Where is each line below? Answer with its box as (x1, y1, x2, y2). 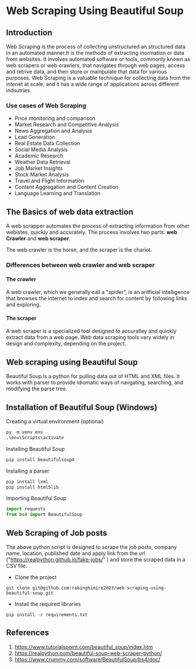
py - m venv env (6, 429, 43, 436)
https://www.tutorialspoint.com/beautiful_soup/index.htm (14, 643, 153, 650)
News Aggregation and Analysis (14, 128, 93, 135)
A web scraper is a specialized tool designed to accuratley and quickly (6, 327, 177, 334)
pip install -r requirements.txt (6, 612, 88, 618)
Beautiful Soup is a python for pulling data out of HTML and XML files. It (6, 373, 180, 380)
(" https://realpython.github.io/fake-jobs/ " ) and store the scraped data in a (6, 556, 186, 563)
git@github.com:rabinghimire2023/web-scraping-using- (32, 585, 167, 591)
